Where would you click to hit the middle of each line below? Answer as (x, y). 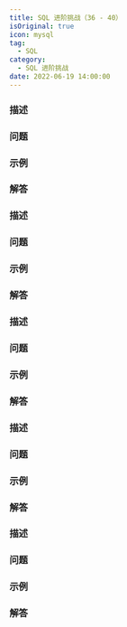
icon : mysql (32, 34)
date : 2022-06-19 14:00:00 (60, 77)
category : (28, 60)
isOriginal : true (42, 26)
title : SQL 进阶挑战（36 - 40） (66, 18)
